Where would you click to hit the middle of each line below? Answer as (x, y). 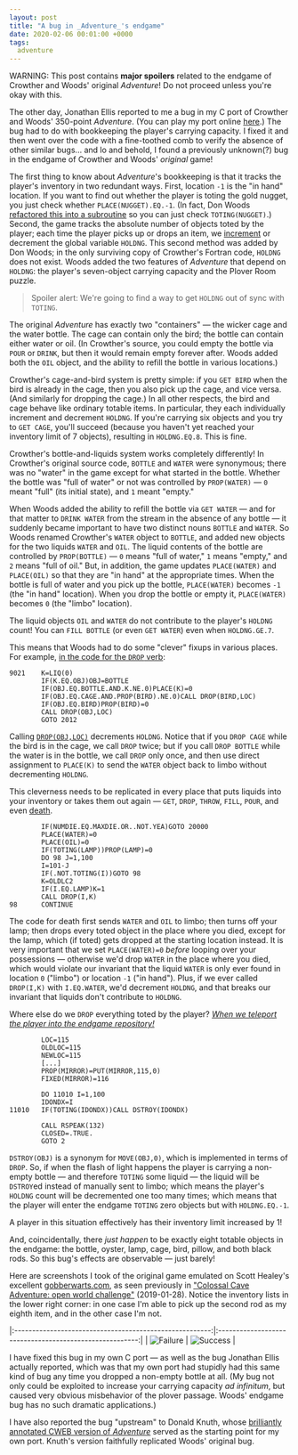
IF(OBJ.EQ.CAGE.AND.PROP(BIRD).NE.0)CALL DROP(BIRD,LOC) (149, 697)
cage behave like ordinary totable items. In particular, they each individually (148, 408)
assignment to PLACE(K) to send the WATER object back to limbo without (138, 765)
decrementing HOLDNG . (49, 775)
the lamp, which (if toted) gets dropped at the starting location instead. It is (146, 940)
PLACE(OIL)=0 (65, 842)
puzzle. (23, 280)
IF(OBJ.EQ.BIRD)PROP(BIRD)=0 (95, 704)
